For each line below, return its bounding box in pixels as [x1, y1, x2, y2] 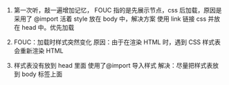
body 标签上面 [21, 70, 63, 78]
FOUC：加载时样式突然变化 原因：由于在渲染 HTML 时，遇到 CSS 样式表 [13, 38, 221, 46]
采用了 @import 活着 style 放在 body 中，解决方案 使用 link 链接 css [13, 15, 207, 23]
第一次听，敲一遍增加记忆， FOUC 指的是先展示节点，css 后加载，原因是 [13, 6, 222, 14]
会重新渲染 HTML [13, 47, 64, 55]
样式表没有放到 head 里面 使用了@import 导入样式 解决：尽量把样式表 [13, 62, 213, 69]
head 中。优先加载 [21, 23, 75, 31]
